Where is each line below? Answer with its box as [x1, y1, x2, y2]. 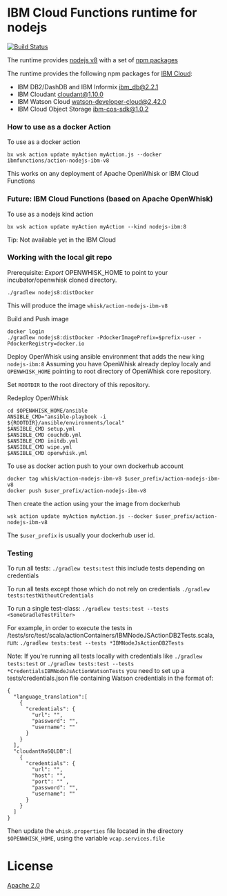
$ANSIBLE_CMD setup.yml [7, 425, 76, 432]
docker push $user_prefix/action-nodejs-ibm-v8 [7, 487, 147, 494]
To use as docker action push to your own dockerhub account [7, 462, 184, 470]
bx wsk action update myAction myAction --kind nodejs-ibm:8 [7, 223, 187, 230]
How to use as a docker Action [7, 122, 111, 132]
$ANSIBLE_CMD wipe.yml [7, 443, 72, 451]
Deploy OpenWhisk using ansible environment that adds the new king [7, 352, 205, 361]
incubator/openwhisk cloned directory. [7, 276, 117, 284]
